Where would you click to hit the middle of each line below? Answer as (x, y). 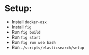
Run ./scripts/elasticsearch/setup (48, 47)
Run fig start (26, 37)
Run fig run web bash (34, 42)
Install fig (21, 27)
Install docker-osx (29, 22)
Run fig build (26, 32)
